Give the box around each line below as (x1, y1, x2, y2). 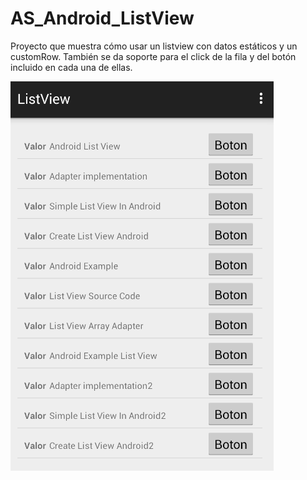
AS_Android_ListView (10, 7, 195, 30)
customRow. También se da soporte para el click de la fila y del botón (10, 50, 297, 62)
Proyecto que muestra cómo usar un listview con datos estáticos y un (10, 40, 298, 52)
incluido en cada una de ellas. (10, 61, 133, 73)
